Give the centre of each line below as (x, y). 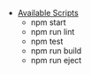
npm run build (56, 51)
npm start (48, 22)
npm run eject (56, 60)
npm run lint (53, 32)
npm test (47, 41)
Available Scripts (48, 13)
